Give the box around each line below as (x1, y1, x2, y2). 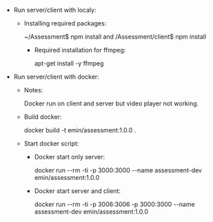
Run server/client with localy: (13, 6, 97, 14)
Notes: (23, 86, 43, 94)
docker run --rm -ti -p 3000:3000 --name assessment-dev (34, 166, 202, 174)
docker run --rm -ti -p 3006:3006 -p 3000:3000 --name (34, 200, 195, 208)
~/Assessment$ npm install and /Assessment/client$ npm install (23, 32, 207, 41)
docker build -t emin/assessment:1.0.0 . (23, 126, 136, 134)
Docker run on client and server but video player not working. (23, 99, 199, 108)
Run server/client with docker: (13, 72, 100, 81)
